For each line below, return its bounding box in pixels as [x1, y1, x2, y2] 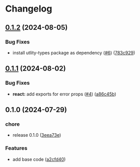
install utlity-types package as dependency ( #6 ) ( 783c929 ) [12, 49, 135, 55]
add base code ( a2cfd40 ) [12, 156, 66, 162]
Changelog [5, 3, 52, 15]
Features [5, 145, 28, 152]
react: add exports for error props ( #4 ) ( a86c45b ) [12, 91, 117, 97]
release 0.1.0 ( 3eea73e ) [12, 132, 61, 138]
